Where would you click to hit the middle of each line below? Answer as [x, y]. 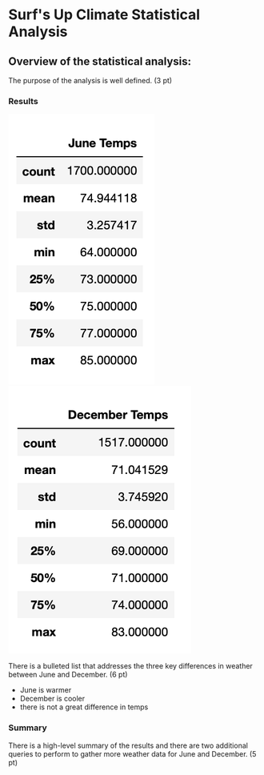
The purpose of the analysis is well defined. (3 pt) [90, 80]
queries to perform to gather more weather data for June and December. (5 [132, 753]
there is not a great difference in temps [84, 707]
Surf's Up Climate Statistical [104, 15]
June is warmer [46, 690]
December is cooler [52, 699]
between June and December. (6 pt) [68, 675]
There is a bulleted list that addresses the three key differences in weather [131, 666]
